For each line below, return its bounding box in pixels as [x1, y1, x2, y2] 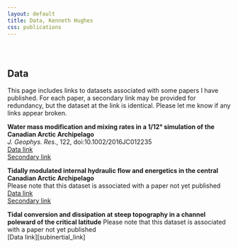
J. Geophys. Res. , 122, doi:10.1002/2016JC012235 [7, 137, 152, 146]
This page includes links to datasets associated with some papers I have [7, 86, 219, 94]
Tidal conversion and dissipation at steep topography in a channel [7, 210, 206, 218]
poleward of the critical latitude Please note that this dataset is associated [7, 218, 227, 226]
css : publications [7, 23, 62, 30]
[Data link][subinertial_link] [7, 233, 86, 241]
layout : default [7, 10, 55, 18]
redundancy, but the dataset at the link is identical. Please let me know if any [7, 101, 231, 110]
